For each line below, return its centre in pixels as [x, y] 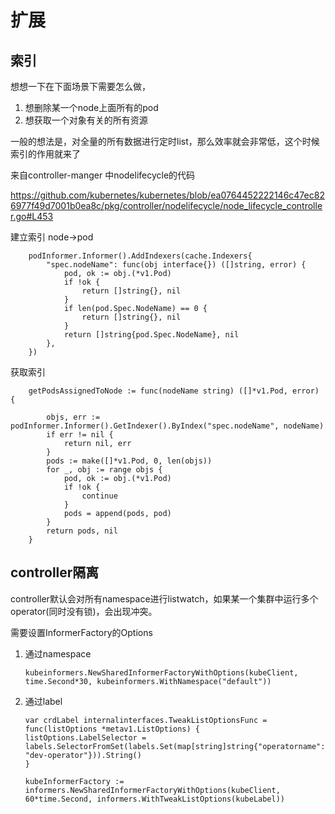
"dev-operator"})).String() [83, 755]
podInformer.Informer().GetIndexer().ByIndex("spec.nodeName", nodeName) [167, 426]
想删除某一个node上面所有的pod [91, 107]
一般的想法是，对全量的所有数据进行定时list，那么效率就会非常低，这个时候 [165, 141]
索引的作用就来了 [45, 154]
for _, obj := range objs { [104, 470]
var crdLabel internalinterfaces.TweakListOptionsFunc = [146, 720]
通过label [43, 701]
